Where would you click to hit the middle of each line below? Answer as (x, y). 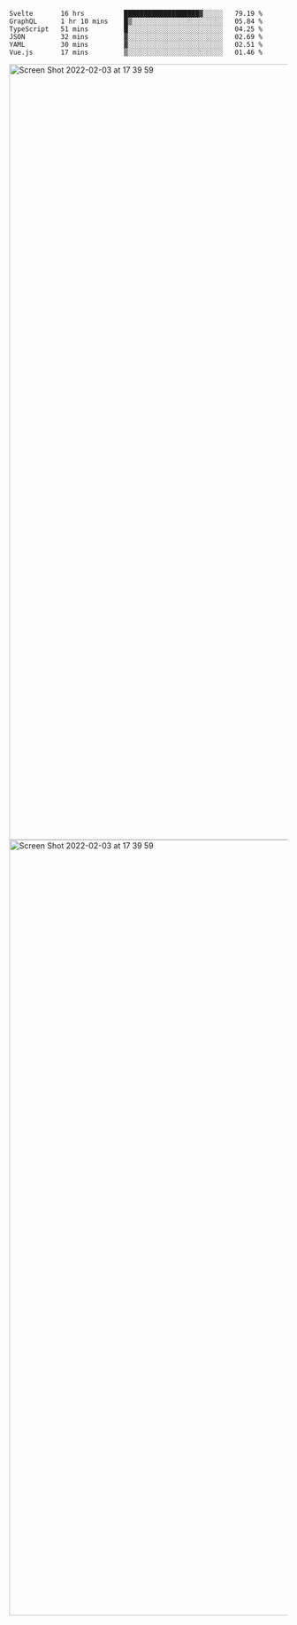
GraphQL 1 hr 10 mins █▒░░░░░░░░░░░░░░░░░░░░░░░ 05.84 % (136, 21)
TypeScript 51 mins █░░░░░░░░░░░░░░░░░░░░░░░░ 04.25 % (136, 29)
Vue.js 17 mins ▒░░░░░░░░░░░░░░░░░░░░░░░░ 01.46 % (136, 52)
